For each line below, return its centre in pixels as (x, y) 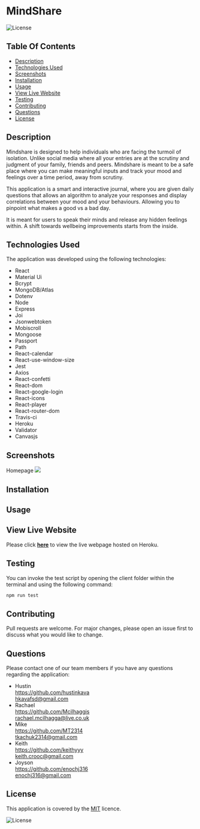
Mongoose (28, 335)
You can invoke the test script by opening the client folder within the (90, 578)
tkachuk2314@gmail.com (46, 737)
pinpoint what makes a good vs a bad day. (58, 208)
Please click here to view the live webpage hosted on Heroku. (82, 545)
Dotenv (24, 296)
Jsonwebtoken (33, 322)
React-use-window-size (45, 360)
